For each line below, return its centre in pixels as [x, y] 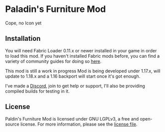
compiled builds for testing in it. [37, 91]
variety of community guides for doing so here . [53, 61]
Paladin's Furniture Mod [55, 9]
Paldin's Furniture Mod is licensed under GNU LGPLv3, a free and [72, 119]
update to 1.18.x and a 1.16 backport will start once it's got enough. [73, 76]
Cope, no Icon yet [23, 23]
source [12, 124]
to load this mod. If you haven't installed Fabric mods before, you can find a [82, 56]
